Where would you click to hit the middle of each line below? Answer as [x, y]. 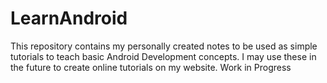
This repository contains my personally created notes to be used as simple [164, 46]
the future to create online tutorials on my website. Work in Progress [151, 67]
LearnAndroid [69, 18]
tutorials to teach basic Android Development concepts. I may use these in [163, 56]
